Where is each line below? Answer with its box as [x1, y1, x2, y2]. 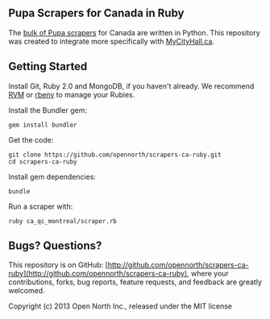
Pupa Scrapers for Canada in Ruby [8, 6, 185, 20]
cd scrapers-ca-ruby [8, 157, 78, 166]
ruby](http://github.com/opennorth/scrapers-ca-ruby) [8, 269, 188, 279]
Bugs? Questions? [8, 239, 102, 253]
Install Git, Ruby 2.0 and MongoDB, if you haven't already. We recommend [8, 81, 255, 91]
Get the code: [8, 135, 54, 144]
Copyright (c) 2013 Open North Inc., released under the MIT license [8, 301, 232, 311]
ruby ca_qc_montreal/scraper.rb [8, 217, 117, 225]
